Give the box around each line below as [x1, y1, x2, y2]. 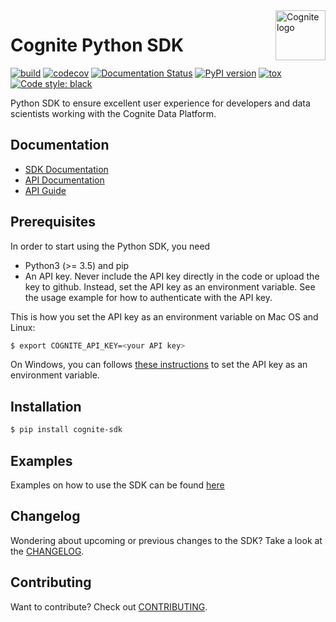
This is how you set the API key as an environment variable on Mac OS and [10, 310, 319, 323]
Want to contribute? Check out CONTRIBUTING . [10, 600, 208, 613]
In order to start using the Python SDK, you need [10, 240, 211, 252]
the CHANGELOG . [10, 545, 85, 557]
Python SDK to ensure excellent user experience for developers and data [10, 97, 311, 109]
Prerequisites [10, 214, 96, 231]
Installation [10, 398, 82, 415]
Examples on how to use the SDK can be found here [10, 479, 225, 491]
